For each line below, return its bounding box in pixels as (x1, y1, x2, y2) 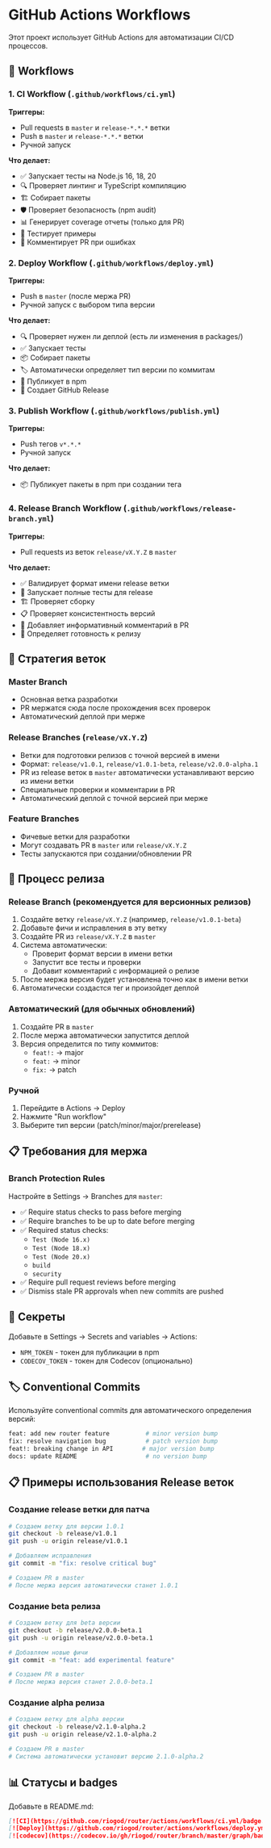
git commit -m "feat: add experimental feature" (8, 1656, 175, 1664)
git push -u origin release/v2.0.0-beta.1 (8, 1633, 153, 1642)
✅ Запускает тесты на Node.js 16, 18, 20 (19, 171, 156, 181)
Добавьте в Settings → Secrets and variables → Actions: (8, 1331, 198, 1341)
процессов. (8, 40, 48, 50)
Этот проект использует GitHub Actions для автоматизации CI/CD (8, 32, 235, 42)
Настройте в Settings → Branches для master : (8, 1191, 163, 1201)
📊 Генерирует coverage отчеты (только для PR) (19, 216, 186, 227)
